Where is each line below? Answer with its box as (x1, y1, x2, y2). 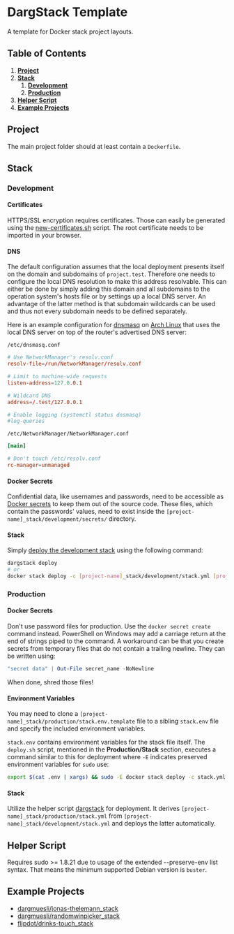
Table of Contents (7, 48, 87, 59)
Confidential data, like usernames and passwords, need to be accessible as (7, 492, 224, 501)
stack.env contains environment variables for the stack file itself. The (7, 738, 205, 747)
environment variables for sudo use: (7, 760, 109, 769)
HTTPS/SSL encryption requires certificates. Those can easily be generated (7, 216, 226, 224)
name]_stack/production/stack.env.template (7, 718, 136, 726)
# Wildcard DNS (7, 392, 52, 399)
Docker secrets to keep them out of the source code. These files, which (7, 500, 213, 508)
